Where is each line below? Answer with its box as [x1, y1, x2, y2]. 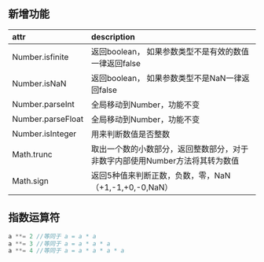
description [91, 31, 135, 42]
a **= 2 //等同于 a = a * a [8, 232, 97, 240]
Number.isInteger [12, 128, 77, 139]
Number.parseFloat [12, 113, 84, 124]
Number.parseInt [12, 98, 75, 109]
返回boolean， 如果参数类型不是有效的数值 [91, 46, 250, 57]
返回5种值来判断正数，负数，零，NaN [91, 170, 231, 181]
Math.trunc [12, 149, 53, 160]
